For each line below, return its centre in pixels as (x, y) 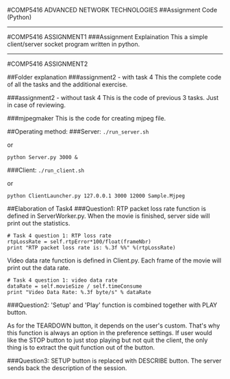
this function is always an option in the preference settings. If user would (110, 333)
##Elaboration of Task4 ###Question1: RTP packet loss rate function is (107, 209)
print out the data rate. (39, 268)
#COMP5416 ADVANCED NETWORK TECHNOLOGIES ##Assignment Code (112, 10)
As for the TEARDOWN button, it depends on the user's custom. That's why (114, 326)
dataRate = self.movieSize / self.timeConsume (75, 286)
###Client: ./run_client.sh (46, 170)
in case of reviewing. (37, 105)
